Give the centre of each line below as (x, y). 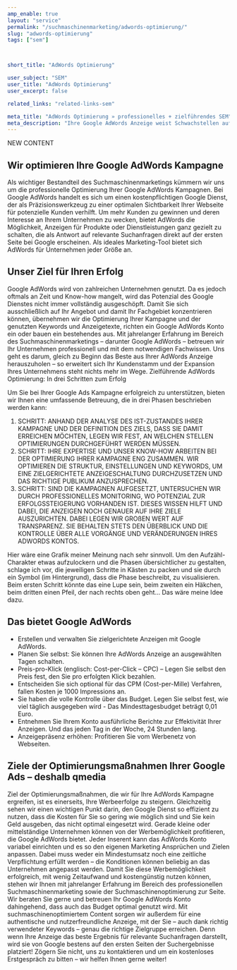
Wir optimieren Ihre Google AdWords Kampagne (115, 165)
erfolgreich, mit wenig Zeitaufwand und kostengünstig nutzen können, (109, 876)
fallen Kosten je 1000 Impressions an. (72, 691)
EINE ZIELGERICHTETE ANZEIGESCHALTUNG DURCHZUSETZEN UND (120, 473)
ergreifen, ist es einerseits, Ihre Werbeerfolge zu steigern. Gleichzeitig (109, 801)
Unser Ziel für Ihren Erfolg (66, 272)
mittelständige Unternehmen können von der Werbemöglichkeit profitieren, (116, 831)
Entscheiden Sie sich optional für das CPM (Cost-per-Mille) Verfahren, (120, 684)
